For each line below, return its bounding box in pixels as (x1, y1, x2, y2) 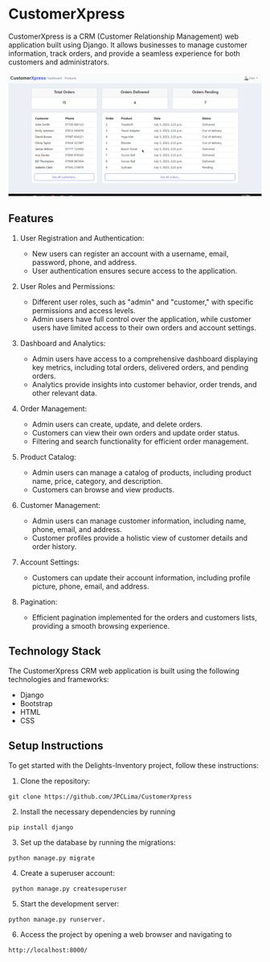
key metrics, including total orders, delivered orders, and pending (31, 362, 249, 372)
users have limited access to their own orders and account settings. (31, 323, 257, 332)
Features (8, 212, 54, 225)
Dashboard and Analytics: (19, 338, 106, 348)
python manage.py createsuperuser (11, 885, 128, 893)
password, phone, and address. (31, 257, 137, 266)
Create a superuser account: (19, 868, 115, 877)
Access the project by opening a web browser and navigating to (19, 929, 232, 939)
